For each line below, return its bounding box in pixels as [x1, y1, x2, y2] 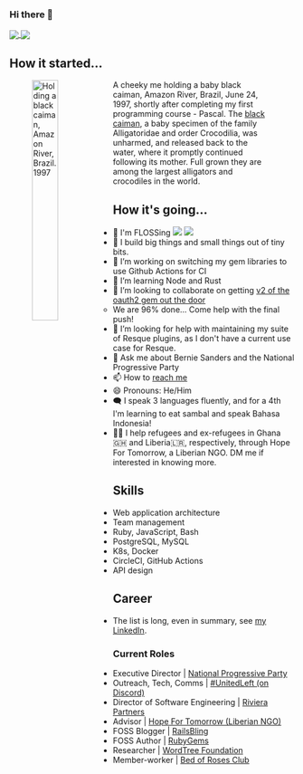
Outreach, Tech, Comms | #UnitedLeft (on [112, 678, 270, 689]
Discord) [112, 687, 145, 698]
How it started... [9, 55, 103, 71]
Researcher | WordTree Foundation [112, 745, 244, 756]
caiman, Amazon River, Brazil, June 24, [112, 90, 259, 100]
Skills [112, 483, 145, 499]
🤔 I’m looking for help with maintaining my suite [112, 323, 289, 334]
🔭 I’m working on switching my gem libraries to [112, 256, 288, 267]
